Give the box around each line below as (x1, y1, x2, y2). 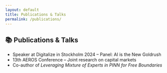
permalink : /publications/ (5, 16, 62, 21)
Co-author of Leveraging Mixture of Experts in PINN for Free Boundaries (12, 62, 162, 68)
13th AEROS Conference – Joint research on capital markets (12, 57, 136, 63)
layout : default (5, 7, 39, 12)
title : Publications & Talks (5, 12, 66, 17)
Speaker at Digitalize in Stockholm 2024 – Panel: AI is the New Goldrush (12, 51, 161, 57)
